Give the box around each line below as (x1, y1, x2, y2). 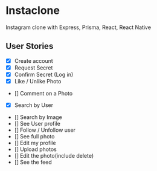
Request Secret (14, 64, 53, 71)
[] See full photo (14, 133, 55, 140)
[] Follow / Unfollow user (14, 126, 76, 134)
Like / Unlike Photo (14, 77, 62, 85)
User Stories (5, 41, 54, 51)
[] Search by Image (14, 114, 63, 121)
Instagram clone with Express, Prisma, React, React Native (5, 24, 152, 31)
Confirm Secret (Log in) (14, 71, 74, 78)
